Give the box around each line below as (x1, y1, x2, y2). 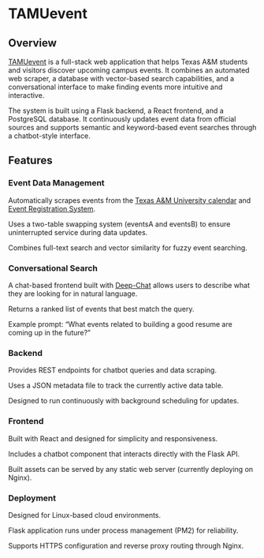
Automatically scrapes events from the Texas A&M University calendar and (8, 195, 251, 205)
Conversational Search (8, 262, 99, 273)
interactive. (8, 91, 45, 99)
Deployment (8, 492, 57, 504)
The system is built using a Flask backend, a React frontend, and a (8, 106, 225, 115)
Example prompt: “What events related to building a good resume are (8, 319, 232, 328)
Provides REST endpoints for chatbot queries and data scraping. (8, 365, 217, 375)
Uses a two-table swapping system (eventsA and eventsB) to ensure (8, 219, 231, 229)
